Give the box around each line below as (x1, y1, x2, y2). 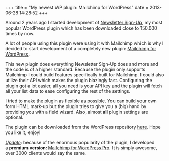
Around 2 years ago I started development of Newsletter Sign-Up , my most (5, 20, 163, 25)
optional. (5, 114, 24, 120)
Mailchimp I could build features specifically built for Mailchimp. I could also (5, 72, 164, 78)
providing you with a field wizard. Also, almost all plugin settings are (5, 109, 149, 115)
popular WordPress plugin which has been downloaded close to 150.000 (5, 25, 157, 31)
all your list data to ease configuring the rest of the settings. (5, 88, 131, 94)
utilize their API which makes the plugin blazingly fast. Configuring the (5, 77, 153, 83)
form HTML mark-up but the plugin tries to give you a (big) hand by (5, 103, 147, 109)
